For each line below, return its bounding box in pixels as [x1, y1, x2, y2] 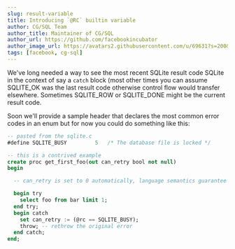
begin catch [13, 209, 49, 217]
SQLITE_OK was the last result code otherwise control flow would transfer [7, 83, 220, 92]
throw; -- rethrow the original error [20, 222, 133, 229]
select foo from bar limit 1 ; [20, 197, 108, 204]
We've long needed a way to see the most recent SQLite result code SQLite [7, 68, 225, 77]
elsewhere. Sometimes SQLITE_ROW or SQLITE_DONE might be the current [7, 90, 226, 99]
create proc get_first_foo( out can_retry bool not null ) [7, 158, 177, 165]
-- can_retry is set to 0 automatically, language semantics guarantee [13, 178, 227, 185]
